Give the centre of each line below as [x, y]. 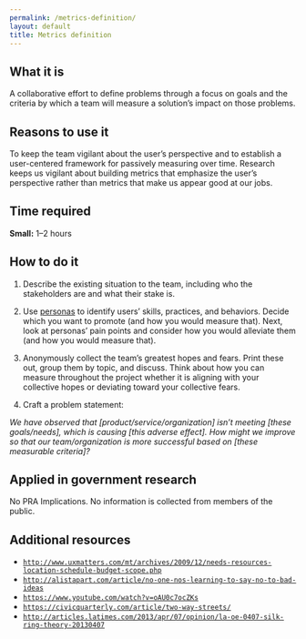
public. [22, 512]
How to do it [44, 262]
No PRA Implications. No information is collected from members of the [141, 502]
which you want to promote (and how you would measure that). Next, [153, 320]
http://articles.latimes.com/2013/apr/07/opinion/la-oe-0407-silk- [153, 617]
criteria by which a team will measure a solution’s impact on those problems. [153, 103]
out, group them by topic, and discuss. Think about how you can [143, 367]
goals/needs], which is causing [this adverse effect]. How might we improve [153, 431]
